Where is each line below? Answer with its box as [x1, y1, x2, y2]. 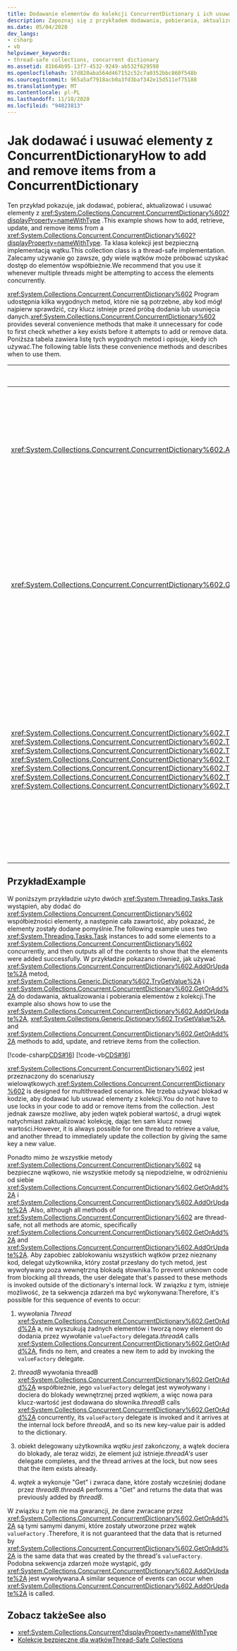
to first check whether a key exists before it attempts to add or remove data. [7, 327, 228, 335]
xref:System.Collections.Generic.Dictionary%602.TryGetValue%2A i [7, 977, 205, 985]
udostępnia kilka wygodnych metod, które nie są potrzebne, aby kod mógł [7, 297, 222, 306]
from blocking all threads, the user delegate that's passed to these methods [7, 1272, 228, 1282]
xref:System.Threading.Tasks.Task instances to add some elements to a [7, 931, 217, 940]
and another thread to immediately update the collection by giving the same [7, 1131, 227, 1140]
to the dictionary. [17, 1428, 67, 1436]
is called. [28, 1589, 55, 1597]
